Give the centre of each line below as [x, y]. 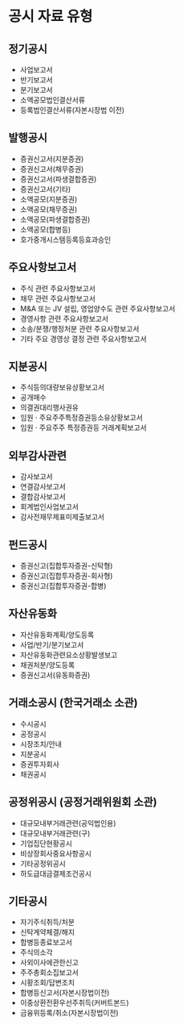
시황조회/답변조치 [47, 983]
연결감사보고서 [43, 487]
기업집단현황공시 [46, 843]
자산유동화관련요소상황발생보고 [69, 655]
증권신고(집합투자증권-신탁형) [66, 566]
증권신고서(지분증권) [52, 159]
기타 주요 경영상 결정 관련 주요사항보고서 [83, 339]
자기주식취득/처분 [47, 922]
